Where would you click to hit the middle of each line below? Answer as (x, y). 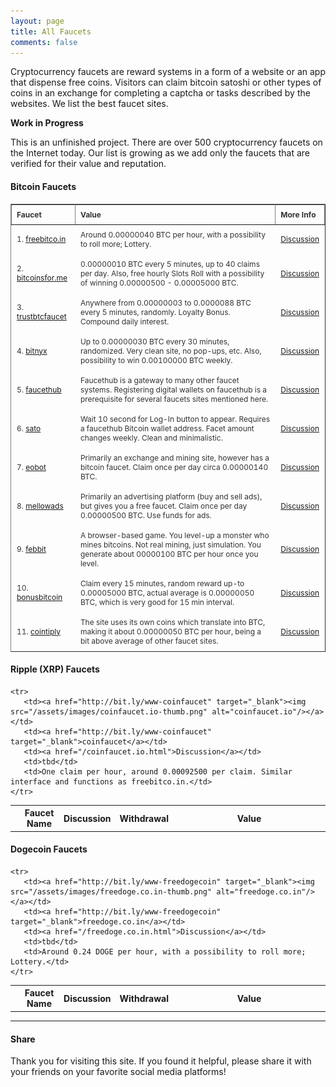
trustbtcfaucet (41, 316)
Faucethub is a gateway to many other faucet (159, 380)
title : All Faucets (51, 31)
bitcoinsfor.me (42, 278)
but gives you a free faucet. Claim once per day (163, 505)
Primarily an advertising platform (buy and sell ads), (171, 496)
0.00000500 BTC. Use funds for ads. (145, 515)
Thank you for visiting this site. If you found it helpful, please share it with (161, 1061)
